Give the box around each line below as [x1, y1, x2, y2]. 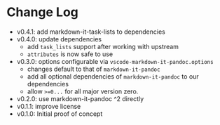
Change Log [6, 4, 78, 20]
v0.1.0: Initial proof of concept [16, 110, 103, 118]
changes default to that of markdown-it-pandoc [27, 65, 160, 73]
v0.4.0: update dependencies [16, 34, 102, 43]
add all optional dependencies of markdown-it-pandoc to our [27, 72, 199, 81]
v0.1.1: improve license [16, 102, 81, 110]
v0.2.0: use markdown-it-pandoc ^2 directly [16, 94, 144, 103]
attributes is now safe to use [27, 50, 114, 58]
